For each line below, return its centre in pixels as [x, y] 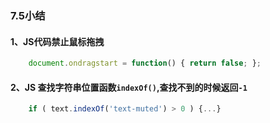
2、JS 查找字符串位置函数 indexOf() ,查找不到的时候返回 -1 [129, 87]
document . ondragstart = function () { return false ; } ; [145, 63]
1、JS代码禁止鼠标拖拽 [57, 41]
